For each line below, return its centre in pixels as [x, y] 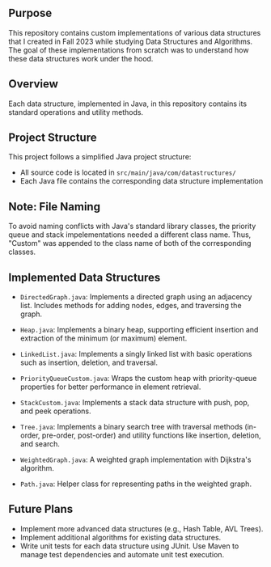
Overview [34, 84]
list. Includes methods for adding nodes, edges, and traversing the [131, 306]
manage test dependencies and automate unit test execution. [122, 554]
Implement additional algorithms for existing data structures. [121, 537]
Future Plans [41, 509]
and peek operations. [55, 411]
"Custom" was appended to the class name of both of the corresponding [130, 243]
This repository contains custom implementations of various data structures [135, 32]
